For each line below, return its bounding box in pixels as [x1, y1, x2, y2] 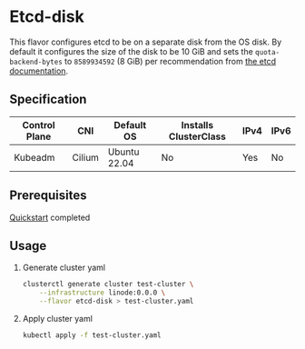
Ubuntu [107, 145, 140, 158]
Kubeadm [14, 151, 55, 164]
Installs [181, 118, 214, 131]
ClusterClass [168, 130, 227, 143]
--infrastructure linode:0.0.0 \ [39, 288, 166, 297]
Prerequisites [9, 188, 87, 204]
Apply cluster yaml [22, 314, 93, 324]
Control [22, 118, 56, 131]
